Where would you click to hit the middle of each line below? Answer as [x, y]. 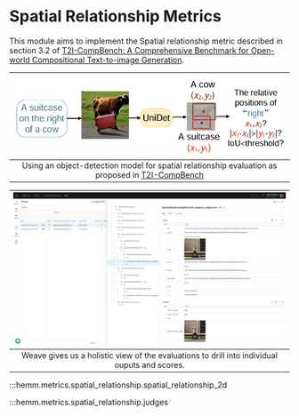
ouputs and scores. [149, 365]
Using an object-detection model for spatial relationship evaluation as [149, 165]
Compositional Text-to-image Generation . [108, 60]
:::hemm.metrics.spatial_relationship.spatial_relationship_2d [118, 385]
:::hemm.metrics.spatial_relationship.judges [89, 402]
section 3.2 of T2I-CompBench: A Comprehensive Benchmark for [129, 50]
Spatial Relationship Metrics [116, 16]
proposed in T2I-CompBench [149, 175]
